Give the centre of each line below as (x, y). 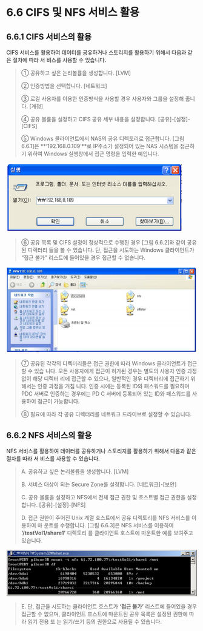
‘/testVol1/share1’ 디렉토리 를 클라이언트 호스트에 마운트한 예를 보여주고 (107, 533)
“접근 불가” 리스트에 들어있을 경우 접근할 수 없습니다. (83, 258)
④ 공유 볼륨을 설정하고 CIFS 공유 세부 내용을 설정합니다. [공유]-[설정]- (106, 119)
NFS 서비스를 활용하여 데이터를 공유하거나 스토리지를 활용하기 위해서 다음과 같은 (101, 451)
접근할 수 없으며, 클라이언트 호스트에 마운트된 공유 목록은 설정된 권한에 (104, 614)
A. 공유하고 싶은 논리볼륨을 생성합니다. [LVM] (75, 471)
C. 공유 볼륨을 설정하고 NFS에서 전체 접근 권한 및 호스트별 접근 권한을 (103, 497)
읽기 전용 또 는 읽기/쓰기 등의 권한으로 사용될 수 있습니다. (95, 621)
